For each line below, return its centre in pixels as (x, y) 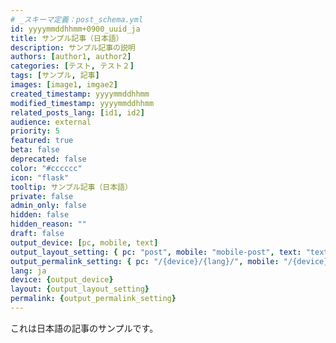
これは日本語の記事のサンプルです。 (84, 328)
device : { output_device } (62, 280)
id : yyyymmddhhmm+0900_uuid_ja (75, 29)
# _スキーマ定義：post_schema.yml (77, 19)
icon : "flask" (40, 177)
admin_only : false (48, 206)
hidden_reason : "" (48, 224)
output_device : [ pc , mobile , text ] (84, 242)
